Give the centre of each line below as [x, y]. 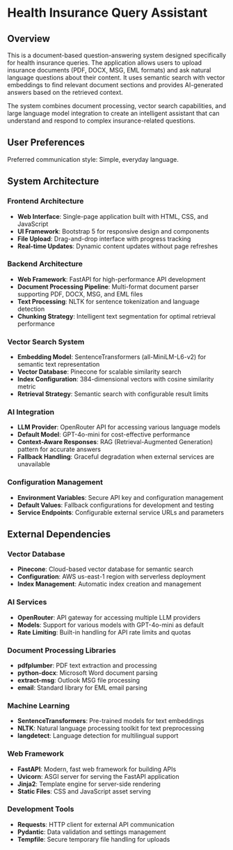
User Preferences [46, 143]
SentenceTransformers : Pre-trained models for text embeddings [111, 721]
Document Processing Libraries [62, 650]
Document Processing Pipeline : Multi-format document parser [108, 287]
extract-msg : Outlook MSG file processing [79, 680]
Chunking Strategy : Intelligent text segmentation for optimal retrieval [116, 316]
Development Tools [41, 809]
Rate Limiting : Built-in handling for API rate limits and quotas [104, 632]
